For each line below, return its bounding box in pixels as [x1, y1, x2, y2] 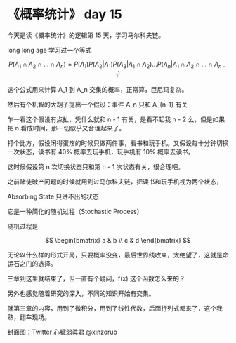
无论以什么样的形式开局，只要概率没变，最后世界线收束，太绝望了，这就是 [7, 250, 223, 259]
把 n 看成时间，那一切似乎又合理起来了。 [7, 123, 126, 132]
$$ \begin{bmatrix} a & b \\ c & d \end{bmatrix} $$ [45, 236, 191, 244]
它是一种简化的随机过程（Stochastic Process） [7, 207, 143, 215]
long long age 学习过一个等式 [7, 46, 92, 54]
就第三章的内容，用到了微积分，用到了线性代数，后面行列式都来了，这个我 [7, 304, 223, 312]
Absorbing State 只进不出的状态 [7, 192, 100, 201]
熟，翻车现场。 [7, 313, 51, 321]
